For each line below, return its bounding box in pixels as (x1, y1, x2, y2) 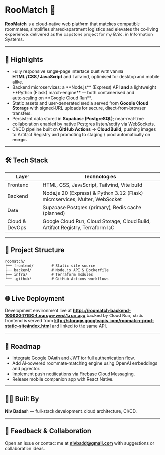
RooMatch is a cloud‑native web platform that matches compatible (5, 21, 140, 27)
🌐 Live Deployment (5, 294, 65, 303)
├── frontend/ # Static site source (5, 263, 96, 268)
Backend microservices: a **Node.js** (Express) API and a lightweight (12, 84, 156, 90)
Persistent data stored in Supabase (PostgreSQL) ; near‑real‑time (12, 115, 144, 121)
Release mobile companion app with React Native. (12, 376, 114, 382)
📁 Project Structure (5, 246, 65, 254)
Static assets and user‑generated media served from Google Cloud (12, 100, 149, 105)
